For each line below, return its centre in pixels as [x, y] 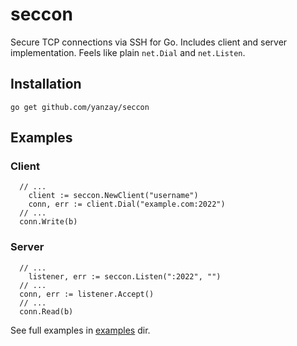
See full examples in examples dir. [80, 330]
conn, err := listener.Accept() [87, 294]
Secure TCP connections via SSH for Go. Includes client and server [149, 42]
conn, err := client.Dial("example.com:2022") [127, 204]
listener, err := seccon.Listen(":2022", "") [125, 276]
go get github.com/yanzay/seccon [80, 107]
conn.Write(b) [48, 222]
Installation [46, 84]
